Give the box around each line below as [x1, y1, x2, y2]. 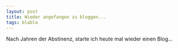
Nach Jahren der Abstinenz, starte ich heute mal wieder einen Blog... [6, 36, 173, 43]
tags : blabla [6, 19, 38, 25]
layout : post [6, 8, 38, 15]
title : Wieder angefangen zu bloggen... [6, 14, 107, 20]
